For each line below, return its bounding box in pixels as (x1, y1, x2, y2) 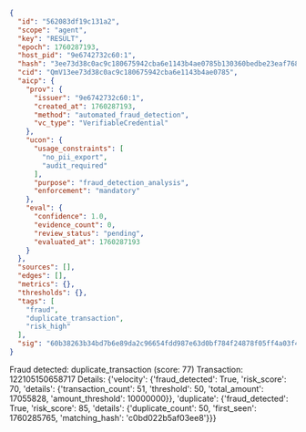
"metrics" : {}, (17, 280, 76, 289)
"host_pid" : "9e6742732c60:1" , (17, 51, 137, 60)
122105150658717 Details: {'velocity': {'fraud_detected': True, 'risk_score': (9, 374, 287, 385)
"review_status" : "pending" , (33, 229, 145, 238)
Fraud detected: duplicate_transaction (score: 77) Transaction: (9, 364, 244, 375)
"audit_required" (42, 160, 107, 170)
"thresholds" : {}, (17, 288, 88, 297)
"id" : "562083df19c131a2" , (17, 16, 120, 26)
